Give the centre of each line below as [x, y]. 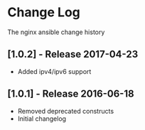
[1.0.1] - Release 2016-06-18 [71, 94]
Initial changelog [42, 119]
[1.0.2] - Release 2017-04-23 [73, 54]
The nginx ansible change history [56, 32]
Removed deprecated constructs [66, 111]
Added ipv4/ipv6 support [54, 71]
